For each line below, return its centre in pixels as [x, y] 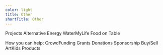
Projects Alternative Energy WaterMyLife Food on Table [63, 33]
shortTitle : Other [24, 19]
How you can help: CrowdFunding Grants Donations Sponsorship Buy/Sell [82, 43]
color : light [19, 10]
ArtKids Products [23, 48]
